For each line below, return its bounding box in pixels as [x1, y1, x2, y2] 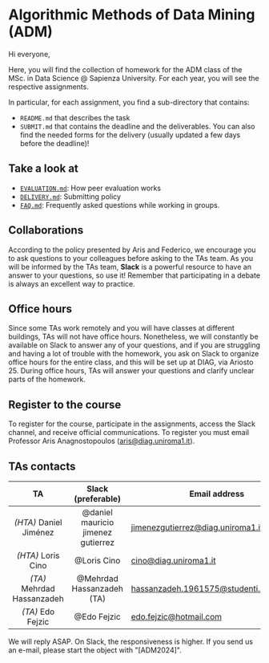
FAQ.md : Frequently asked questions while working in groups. [19, 200, 220, 209]
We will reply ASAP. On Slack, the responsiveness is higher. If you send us [8, 637, 254, 646]
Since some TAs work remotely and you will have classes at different [8, 323, 235, 333]
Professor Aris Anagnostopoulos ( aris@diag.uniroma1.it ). [8, 436, 195, 446]
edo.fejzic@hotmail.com [130, 612, 223, 622]
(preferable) [74, 494, 122, 504]
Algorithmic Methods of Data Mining [8, 6, 255, 24]
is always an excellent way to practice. [8, 279, 135, 288]
